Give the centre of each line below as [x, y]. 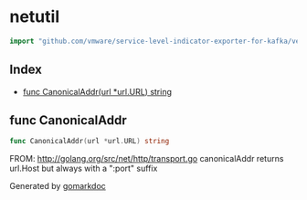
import [22, 41]
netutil [35, 17]
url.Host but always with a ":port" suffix [84, 168]
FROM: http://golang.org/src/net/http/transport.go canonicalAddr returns [147, 159]
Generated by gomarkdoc [58, 186]
